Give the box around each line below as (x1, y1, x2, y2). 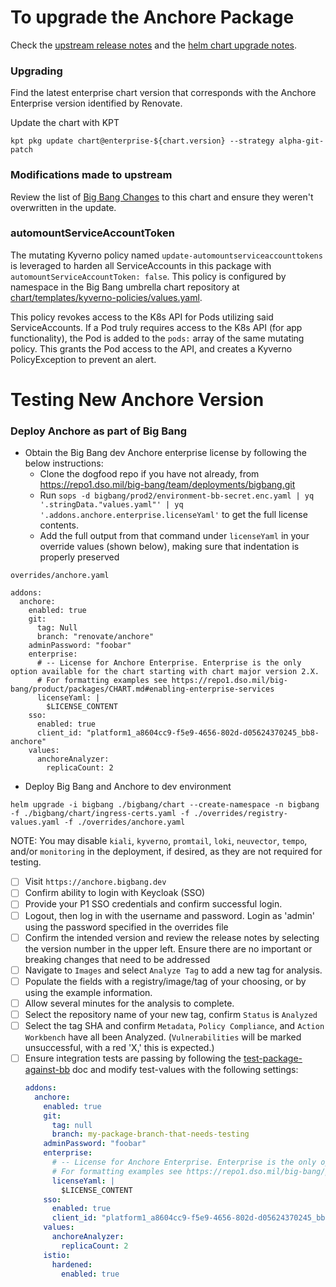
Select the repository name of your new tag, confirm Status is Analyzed (24, 1008, 318, 1020)
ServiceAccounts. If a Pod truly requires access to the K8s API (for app (10, 321, 303, 333)
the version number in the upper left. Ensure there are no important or (24, 942, 313, 955)
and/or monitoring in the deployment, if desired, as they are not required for (10, 846, 323, 858)
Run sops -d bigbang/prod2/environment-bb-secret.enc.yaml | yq (39, 489, 315, 501)
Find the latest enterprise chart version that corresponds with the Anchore (10, 87, 317, 99)
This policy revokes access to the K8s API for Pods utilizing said (10, 311, 274, 323)
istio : (43, 1250, 71, 1260)
